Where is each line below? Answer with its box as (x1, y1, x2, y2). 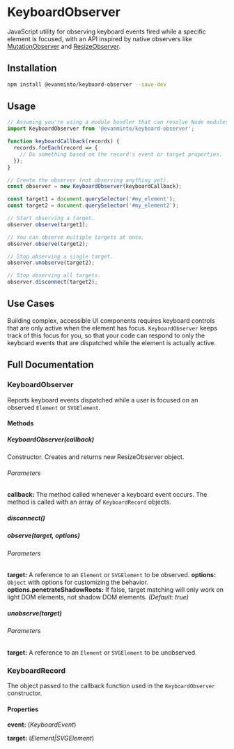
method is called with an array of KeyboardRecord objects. (7, 497, 172, 507)
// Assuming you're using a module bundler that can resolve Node (7, 119, 204, 126)
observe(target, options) (7, 532, 80, 540)
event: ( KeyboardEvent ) (7, 720, 77, 729)
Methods (7, 419, 34, 428)
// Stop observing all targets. (7, 272, 101, 279)
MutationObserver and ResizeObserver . (7, 42, 120, 50)
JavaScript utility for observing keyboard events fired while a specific (7, 27, 207, 36)
